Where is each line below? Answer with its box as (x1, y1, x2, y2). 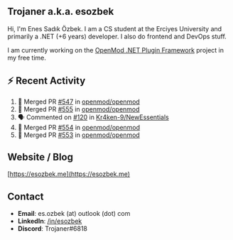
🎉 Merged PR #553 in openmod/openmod (17, 131, 140, 139)
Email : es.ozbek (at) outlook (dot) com (17, 209, 131, 218)
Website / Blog (7, 151, 73, 163)
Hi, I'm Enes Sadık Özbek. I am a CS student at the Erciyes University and (7, 24, 222, 33)
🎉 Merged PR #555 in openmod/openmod (17, 104, 140, 113)
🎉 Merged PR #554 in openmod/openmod (17, 123, 141, 131)
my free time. (7, 53, 46, 62)
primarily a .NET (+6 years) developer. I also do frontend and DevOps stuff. (7, 32, 227, 40)
